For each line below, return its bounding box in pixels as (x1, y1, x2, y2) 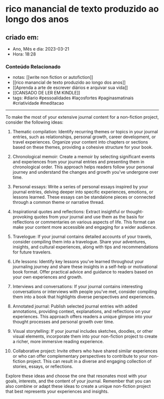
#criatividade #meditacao (12, 100, 64, 106)
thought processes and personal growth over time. (12, 319, 114, 325)
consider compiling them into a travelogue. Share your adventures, (12, 239, 146, 245)
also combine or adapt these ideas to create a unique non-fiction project (5, 383, 151, 389)
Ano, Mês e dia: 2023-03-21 (12, 46, 70, 52)
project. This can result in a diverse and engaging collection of (26, 359, 152, 364)
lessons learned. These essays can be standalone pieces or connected (12, 194, 156, 200)
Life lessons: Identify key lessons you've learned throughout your (12, 259, 144, 265)
